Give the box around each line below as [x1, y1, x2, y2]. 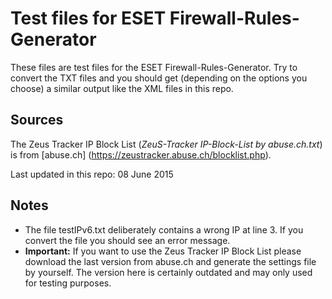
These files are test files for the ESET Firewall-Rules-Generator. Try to [10, 61, 298, 73]
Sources [10, 112, 64, 129]
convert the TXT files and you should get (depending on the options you [10, 72, 308, 84]
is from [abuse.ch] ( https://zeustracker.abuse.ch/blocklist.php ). [10, 148, 272, 161]
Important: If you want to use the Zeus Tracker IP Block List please [24, 245, 302, 257]
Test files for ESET [10, 7, 167, 30]
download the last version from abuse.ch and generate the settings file [24, 255, 317, 267]
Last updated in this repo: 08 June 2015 [10, 168, 174, 180]
